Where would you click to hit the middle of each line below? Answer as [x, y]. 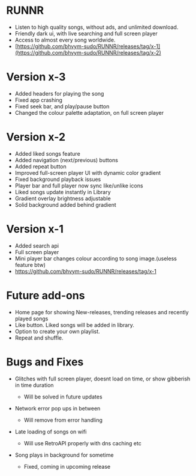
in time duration [34, 385]
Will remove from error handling [63, 420]
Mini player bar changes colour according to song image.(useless [96, 258]
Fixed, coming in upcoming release [67, 466]
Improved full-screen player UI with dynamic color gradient [88, 172]
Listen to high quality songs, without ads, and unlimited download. [97, 27]
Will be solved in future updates [63, 397]
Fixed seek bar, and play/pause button [62, 106]
